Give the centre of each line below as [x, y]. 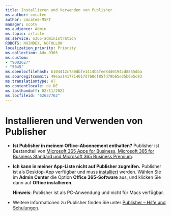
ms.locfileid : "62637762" [33, 95]
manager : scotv [21, 24]
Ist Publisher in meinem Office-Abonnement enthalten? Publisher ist [86, 146]
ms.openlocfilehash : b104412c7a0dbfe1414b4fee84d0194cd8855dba [74, 72]
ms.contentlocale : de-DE [32, 86]
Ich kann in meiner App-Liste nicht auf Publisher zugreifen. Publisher [87, 166]
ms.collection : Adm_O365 [32, 53]
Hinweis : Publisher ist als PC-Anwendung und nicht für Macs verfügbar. [88, 193]
